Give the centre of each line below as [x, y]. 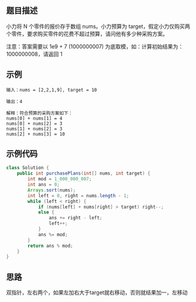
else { [46, 212]
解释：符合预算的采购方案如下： [40, 113]
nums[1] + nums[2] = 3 [34, 129]
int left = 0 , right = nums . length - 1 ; [78, 196]
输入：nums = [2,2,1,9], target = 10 [52, 90]
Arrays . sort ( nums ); [52, 190]
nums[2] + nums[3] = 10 [36, 134]
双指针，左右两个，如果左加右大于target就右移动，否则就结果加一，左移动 [97, 292]
